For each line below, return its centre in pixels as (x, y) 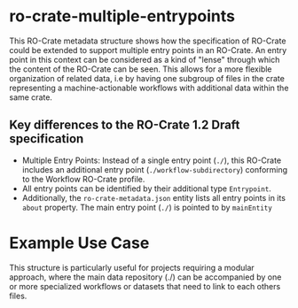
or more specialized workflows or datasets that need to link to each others (145, 286)
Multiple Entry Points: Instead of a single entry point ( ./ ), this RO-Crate (152, 160)
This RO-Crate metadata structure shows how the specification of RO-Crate (148, 41)
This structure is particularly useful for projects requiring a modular (132, 267)
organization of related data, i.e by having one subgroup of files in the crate (147, 78)
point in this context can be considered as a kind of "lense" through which (145, 59)
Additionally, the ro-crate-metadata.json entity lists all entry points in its (154, 197)
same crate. (31, 97)
